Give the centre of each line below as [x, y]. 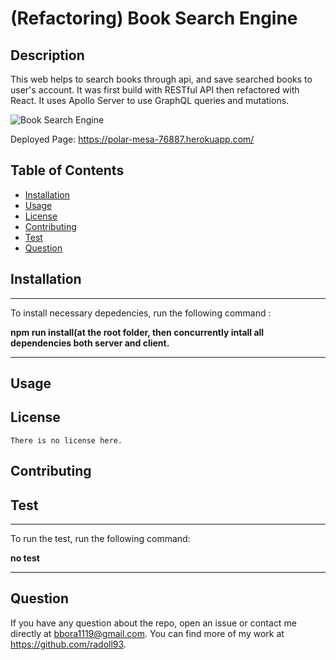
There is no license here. [66, 440]
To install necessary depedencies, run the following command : [141, 313]
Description [47, 55]
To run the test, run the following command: [100, 539]
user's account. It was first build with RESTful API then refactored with [155, 90]
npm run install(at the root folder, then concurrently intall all [137, 332]
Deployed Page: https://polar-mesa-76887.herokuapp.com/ [132, 139]
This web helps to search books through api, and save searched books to [161, 79]
